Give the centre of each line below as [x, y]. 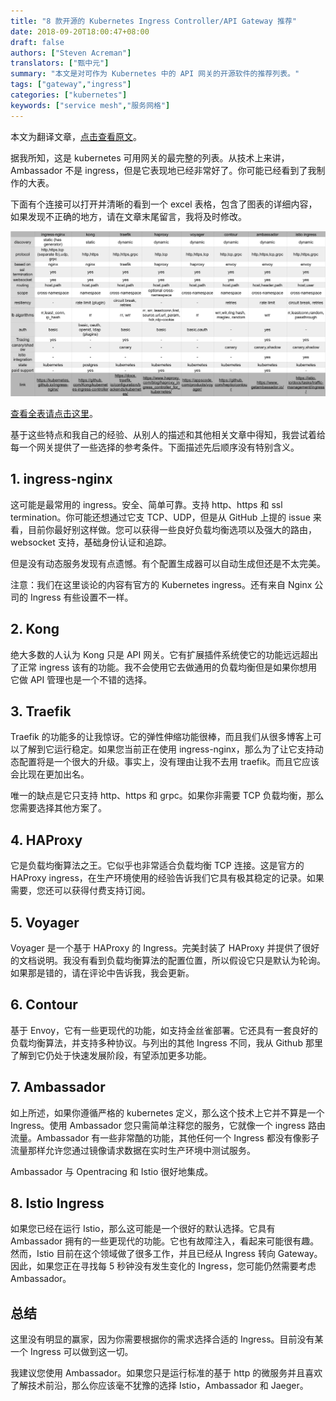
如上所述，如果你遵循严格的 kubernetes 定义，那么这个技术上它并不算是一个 [167, 1112]
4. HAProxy [46, 840]
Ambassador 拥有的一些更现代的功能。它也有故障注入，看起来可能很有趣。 [165, 1241]
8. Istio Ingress [57, 1203]
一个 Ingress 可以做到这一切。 [72, 1352]
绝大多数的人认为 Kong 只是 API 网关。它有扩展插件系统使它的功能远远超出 [164, 654]
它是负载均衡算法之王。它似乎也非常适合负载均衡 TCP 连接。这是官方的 [157, 866]
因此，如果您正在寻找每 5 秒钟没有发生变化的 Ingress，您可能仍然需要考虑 [163, 1266]
